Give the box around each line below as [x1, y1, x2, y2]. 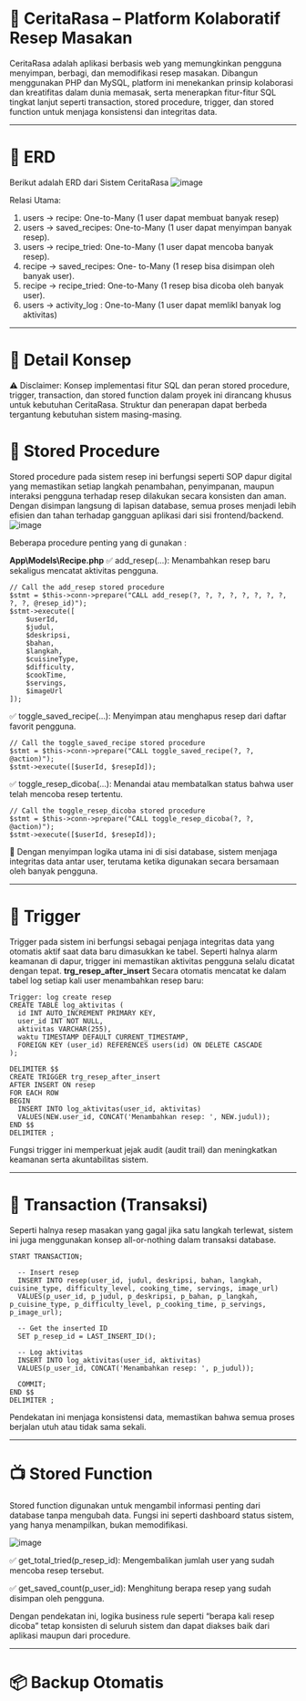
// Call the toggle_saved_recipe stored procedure [9, 738, 206, 747]
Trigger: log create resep [9, 992, 112, 1001]
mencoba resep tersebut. [9, 1564, 105, 1576]
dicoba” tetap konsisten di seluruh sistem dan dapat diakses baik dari [9, 1620, 270, 1631]
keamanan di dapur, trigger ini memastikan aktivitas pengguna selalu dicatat [9, 955, 295, 966]
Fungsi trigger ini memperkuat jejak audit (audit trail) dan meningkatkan [9, 1144, 278, 1155]
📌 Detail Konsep [9, 350, 132, 370]
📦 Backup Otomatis [9, 1672, 164, 1693]
